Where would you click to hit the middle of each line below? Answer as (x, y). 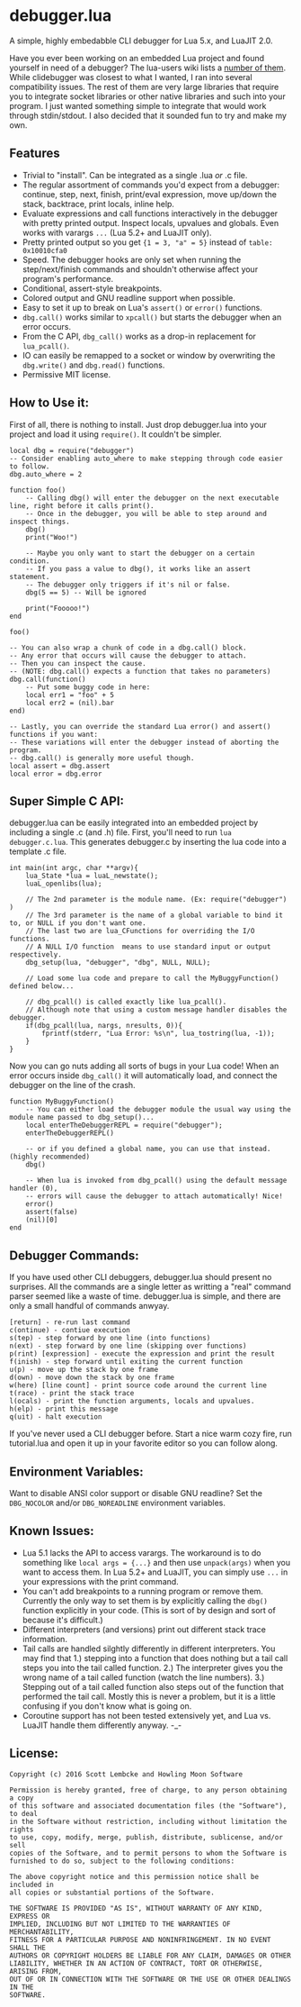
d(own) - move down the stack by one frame (92, 1378)
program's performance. (68, 278)
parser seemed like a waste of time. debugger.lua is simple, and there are (145, 1296)
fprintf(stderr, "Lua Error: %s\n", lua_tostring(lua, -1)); (159, 1034)
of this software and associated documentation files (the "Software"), (148, 1806)
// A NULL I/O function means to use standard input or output (148, 947)
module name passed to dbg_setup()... (82, 1118)
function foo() (38, 490)
